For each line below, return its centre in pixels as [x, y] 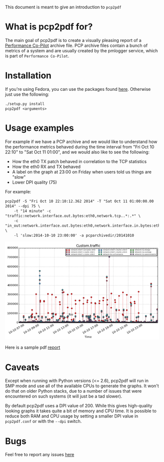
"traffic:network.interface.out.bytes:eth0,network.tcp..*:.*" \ [73, 216]
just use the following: [27, 94]
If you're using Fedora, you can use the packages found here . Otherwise [78, 89]
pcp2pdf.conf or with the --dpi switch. [43, 421]
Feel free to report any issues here [40, 455]
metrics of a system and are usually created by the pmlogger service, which [82, 50]
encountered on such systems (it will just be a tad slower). [64, 396]
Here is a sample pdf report [33, 347]
